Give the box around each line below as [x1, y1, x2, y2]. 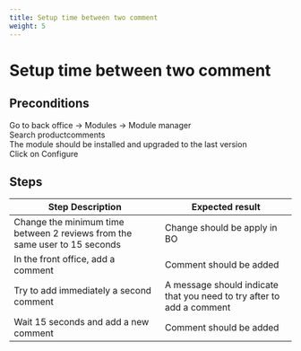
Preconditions [9, 96, 90, 111]
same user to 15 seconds [13, 239, 121, 251]
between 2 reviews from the [13, 227, 133, 240]
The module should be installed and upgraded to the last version [9, 138, 248, 149]
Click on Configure [9, 148, 79, 159]
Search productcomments [9, 129, 106, 140]
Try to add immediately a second [13, 285, 152, 297]
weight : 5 [9, 22, 47, 31]
